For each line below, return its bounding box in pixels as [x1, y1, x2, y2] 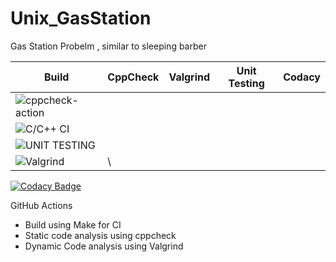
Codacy [283, 70, 321, 84]
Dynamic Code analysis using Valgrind [24, 240, 184, 252]
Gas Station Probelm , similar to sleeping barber [10, 40, 207, 52]
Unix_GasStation [10, 7, 152, 30]
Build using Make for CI [24, 218, 122, 231]
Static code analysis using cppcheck [24, 229, 177, 241]
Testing [228, 76, 265, 90]
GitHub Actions [10, 199, 73, 211]
